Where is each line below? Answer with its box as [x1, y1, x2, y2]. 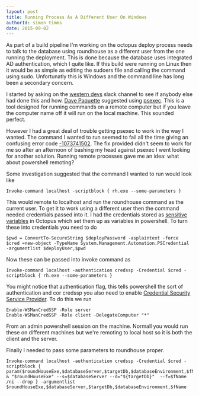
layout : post [6, 8, 38, 15]
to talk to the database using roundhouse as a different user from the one [6, 48, 185, 55]
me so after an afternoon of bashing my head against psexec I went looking [6, 146, 191, 154]
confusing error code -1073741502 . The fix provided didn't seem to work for [6, 140, 192, 147]
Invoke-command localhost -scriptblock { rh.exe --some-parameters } [6, 188, 182, 194]
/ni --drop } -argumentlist [6, 379, 76, 385]
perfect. [6, 116, 25, 123]
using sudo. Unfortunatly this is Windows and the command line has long [6, 73, 185, 80]
